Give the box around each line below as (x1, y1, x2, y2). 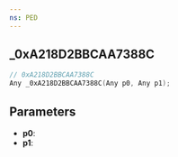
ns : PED (9, 13, 39, 23)
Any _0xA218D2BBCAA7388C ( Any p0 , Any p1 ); (9, 78, 171, 88)
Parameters (9, 104, 76, 119)
